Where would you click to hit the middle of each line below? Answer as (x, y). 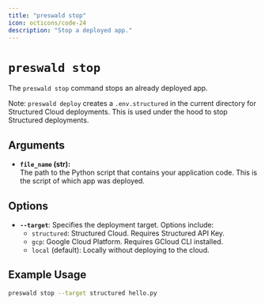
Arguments (37, 145)
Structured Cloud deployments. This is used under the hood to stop (118, 112)
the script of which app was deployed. (82, 181)
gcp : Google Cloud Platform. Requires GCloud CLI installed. (127, 241)
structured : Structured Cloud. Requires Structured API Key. (128, 233)
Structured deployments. (49, 120)
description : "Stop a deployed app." (70, 30)
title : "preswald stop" (47, 15)
